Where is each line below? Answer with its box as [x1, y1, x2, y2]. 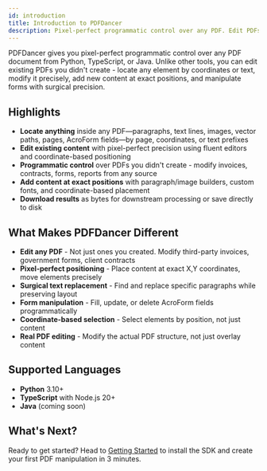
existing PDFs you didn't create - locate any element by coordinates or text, [8, 65, 256, 75]
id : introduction [8, 11, 66, 20]
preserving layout [19, 289, 78, 299]
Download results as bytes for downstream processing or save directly [19, 194, 253, 204]
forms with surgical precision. [8, 82, 106, 92]
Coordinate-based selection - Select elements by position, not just [19, 315, 241, 324]
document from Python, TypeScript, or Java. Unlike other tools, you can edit [8, 57, 257, 66]
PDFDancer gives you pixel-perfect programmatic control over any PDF [8, 49, 242, 58]
